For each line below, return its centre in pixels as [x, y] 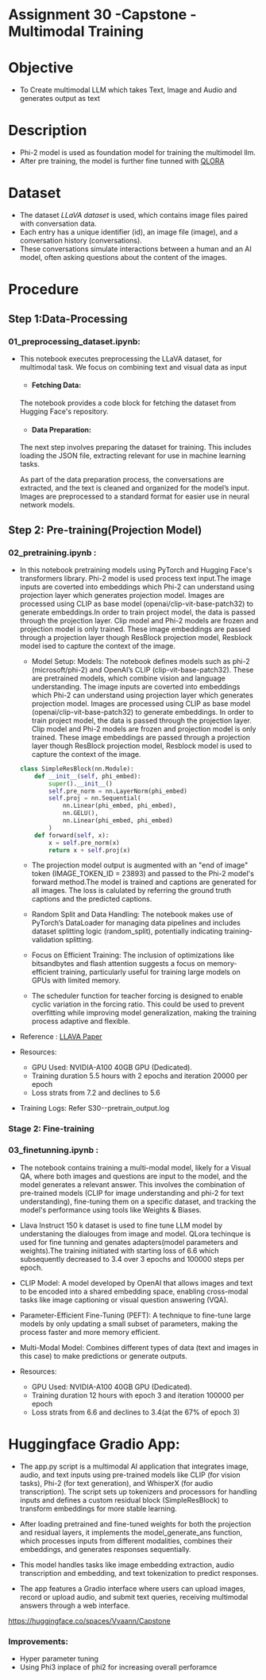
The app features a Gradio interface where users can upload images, [133, 1589]
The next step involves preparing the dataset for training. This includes [135, 448]
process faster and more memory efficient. [90, 1332]
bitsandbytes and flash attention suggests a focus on [118, 964]
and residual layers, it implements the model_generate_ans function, [131, 1532]
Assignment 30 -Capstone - [102, 15]
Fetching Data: [56, 385]
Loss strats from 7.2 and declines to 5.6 [96, 1093]
